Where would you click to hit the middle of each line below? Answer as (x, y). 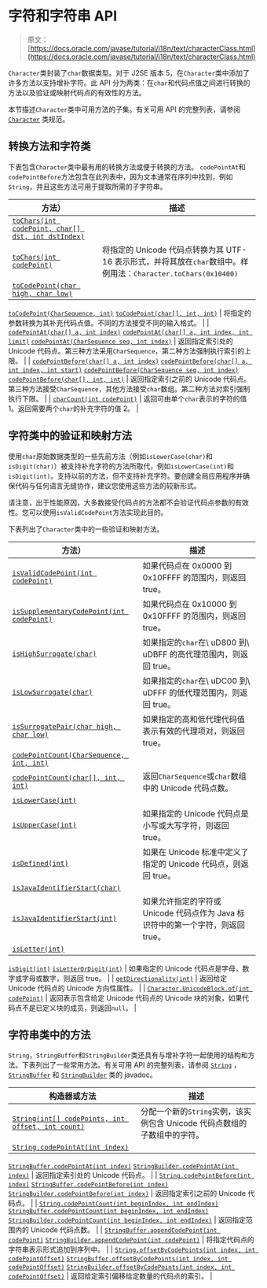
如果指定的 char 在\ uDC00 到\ (196, 680)
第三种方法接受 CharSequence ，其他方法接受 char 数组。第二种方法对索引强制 (129, 389)
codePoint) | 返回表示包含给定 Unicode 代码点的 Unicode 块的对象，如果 (125, 997)
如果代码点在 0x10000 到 (190, 604)
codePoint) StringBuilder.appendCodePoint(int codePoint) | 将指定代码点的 (132, 1240)
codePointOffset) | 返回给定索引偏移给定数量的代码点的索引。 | (110, 1276)
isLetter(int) (38, 949)
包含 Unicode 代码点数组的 (198, 1123)
